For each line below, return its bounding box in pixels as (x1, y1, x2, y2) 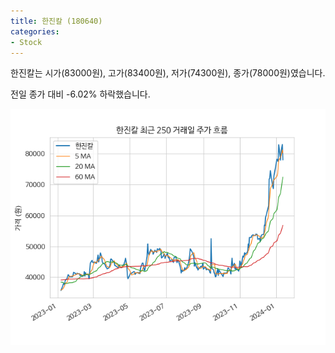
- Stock (10, 37, 43, 47)
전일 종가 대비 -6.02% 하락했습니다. (10, 88, 151, 100)
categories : (10, 26, 60, 37)
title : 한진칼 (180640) (10, 16, 103, 26)
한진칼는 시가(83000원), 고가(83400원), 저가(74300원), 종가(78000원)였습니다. (10, 67, 326, 79)
